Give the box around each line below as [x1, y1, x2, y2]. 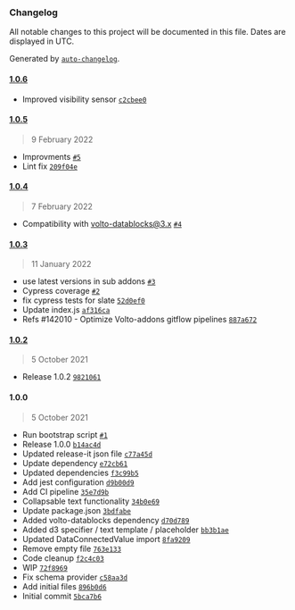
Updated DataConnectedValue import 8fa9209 [21, 533, 191, 544]
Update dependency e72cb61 [21, 457, 128, 468]
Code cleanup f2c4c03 [21, 552, 104, 564]
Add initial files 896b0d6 [21, 581, 107, 591]
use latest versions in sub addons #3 [21, 276, 156, 287]
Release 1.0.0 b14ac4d [21, 439, 102, 449]
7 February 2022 [30, 201, 94, 212]
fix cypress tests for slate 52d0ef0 [21, 295, 145, 305]
